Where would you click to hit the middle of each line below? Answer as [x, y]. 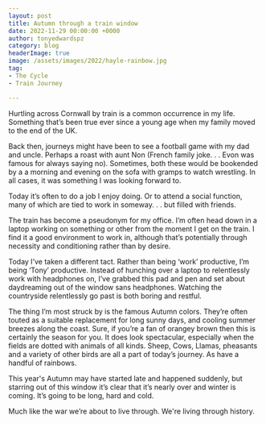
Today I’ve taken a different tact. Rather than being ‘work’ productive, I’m [129, 261]
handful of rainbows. [43, 363]
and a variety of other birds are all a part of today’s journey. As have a [124, 354]
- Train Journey [35, 83]
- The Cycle [28, 76]
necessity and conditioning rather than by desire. [90, 246]
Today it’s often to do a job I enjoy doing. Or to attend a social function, [125, 196]
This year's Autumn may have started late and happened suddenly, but [125, 378]
